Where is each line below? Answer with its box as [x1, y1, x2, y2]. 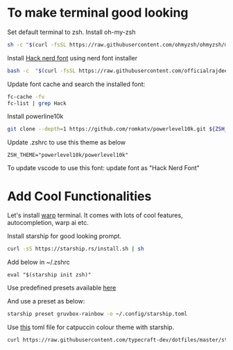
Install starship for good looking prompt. [7, 232, 122, 240]
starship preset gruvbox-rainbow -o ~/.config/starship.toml [7, 310, 188, 317]
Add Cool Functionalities [7, 188, 152, 204]
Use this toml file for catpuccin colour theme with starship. [7, 323, 175, 331]
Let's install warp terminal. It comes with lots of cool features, [7, 211, 183, 219]
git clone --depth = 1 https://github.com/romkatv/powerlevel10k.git [7, 126, 207, 133]
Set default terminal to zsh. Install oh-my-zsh [7, 28, 136, 36]
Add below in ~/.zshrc [7, 258, 71, 267]
